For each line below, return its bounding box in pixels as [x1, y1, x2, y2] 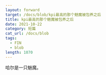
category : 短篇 [5, 26, 36, 31]
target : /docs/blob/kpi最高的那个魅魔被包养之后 [5, 12, 101, 17]
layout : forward [5, 7, 40, 13]
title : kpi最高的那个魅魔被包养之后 [5, 17, 74, 22]
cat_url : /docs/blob [5, 31, 49, 36]
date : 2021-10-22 [5, 21, 42, 27]
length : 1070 [5, 50, 33, 55]
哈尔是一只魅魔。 [5, 64, 41, 70]
